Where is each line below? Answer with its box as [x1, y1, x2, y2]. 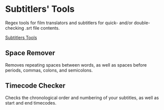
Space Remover [5, 49, 56, 57]
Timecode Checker [5, 81, 66, 90]
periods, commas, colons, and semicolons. [5, 67, 93, 73]
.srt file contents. [25, 25, 60, 31]
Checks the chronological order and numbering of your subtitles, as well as [5, 95, 159, 101]
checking [5, 25, 24, 31]
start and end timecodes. [5, 100, 57, 106]
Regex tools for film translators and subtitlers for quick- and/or [5, 20, 133, 26]
